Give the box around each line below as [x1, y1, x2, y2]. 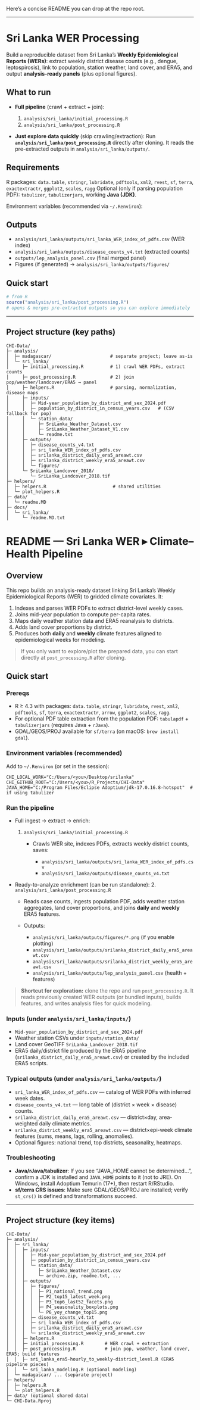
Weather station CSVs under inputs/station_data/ [14, 1034, 139, 1041]
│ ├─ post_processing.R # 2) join [6, 374, 135, 380]
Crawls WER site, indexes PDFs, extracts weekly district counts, [32, 840, 189, 847]
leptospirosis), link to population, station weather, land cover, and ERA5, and [6, 64, 192, 71]
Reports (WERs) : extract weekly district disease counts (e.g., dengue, [6, 57, 178, 64]
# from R [6, 294, 28, 300]
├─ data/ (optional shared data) [6, 1393, 89, 1399]
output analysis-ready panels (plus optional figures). [6, 70, 137, 77]
